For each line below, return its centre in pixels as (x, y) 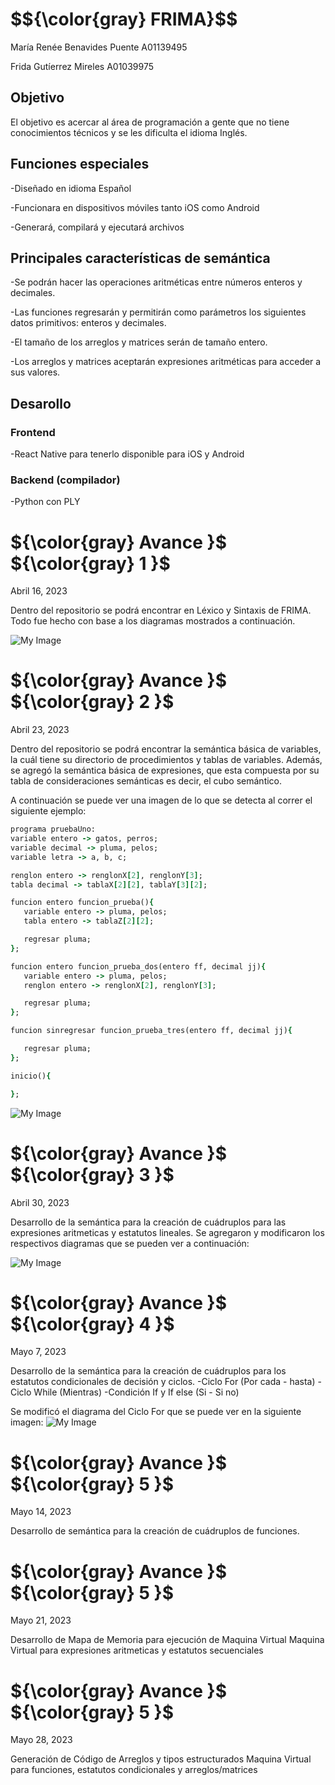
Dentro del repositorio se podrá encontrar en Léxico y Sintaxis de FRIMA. (161, 610)
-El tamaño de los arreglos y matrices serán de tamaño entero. (139, 342)
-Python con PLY (45, 502)
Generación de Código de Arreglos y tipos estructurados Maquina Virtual (161, 1759)
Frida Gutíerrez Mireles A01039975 (82, 66)
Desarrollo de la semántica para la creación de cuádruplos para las (148, 1222)
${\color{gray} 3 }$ (92, 1174)
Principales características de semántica (140, 258)
